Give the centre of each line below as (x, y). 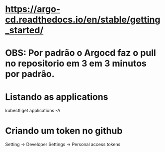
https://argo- (33, 9)
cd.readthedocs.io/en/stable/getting (83, 20)
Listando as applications (57, 97)
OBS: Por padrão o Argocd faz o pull (81, 53)
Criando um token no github (64, 131)
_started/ (24, 30)
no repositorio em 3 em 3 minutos (76, 64)
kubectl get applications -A (33, 111)
